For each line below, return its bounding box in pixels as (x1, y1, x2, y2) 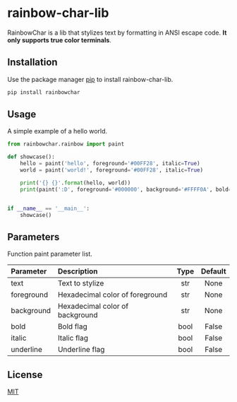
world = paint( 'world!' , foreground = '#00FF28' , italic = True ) (20, 167, 203, 174)
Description (57, 266, 98, 276)
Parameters (7, 231, 60, 243)
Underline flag (57, 345, 105, 355)
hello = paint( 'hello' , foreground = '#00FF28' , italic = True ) (20, 160, 200, 167)
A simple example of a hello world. (7, 127, 108, 136)
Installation (7, 57, 58, 69)
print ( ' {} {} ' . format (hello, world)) (20, 179, 131, 187)
